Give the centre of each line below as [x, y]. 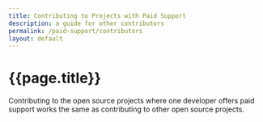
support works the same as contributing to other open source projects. [127, 109]
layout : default [36, 38]
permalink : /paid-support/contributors [76, 31]
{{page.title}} [55, 78]
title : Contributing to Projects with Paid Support [97, 16]
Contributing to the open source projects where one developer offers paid [131, 101]
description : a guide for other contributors [86, 23]
